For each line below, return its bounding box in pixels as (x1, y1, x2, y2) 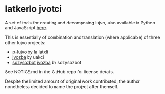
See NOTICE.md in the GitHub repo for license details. (5, 69, 114, 74)
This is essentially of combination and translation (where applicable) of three (5, 34, 160, 40)
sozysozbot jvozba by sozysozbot (12, 59, 82, 65)
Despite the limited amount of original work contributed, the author (5, 78, 140, 84)
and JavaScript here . (5, 24, 48, 30)
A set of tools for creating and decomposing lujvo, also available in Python (5, 20, 156, 25)
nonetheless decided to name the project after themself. (5, 83, 119, 89)
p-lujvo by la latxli (12, 49, 48, 55)
